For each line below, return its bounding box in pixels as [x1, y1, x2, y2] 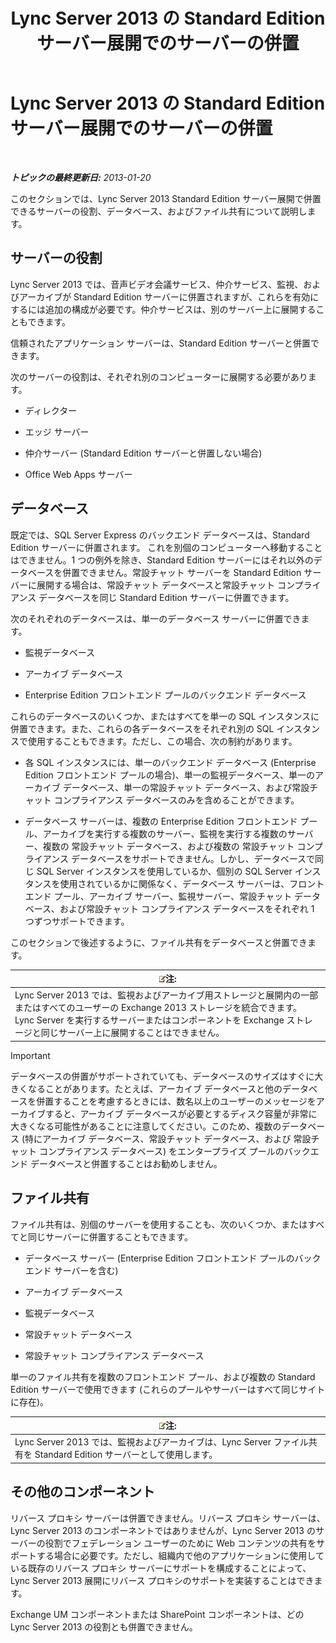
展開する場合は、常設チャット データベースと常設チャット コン [36, 579, 295, 591]
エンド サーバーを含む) [24, 1264, 119, 1276]
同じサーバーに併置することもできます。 [27, 1230, 193, 1243]
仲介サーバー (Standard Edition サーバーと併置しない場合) [24, 447, 263, 459]
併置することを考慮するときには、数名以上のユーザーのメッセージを [36, 1095, 317, 1107]
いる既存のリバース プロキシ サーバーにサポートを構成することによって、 [10, 1562, 312, 1574]
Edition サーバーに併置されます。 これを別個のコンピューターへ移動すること [10, 541, 323, 553]
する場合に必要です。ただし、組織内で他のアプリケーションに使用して [36, 1549, 325, 1561]
